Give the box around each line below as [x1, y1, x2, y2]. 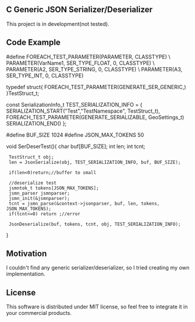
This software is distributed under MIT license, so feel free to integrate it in [6, 303, 188, 310]
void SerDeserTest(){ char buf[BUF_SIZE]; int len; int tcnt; [6, 143, 146, 150]
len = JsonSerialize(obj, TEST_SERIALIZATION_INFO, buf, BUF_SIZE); [8, 159, 181, 165]
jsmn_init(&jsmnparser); [8, 195, 70, 201]
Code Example [6, 38, 61, 48]
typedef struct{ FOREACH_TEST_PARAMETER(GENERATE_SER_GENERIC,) [6, 83, 186, 90]
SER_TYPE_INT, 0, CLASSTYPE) [6, 72, 84, 79]
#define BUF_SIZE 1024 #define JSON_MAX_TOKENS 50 [6, 131, 144, 138]
